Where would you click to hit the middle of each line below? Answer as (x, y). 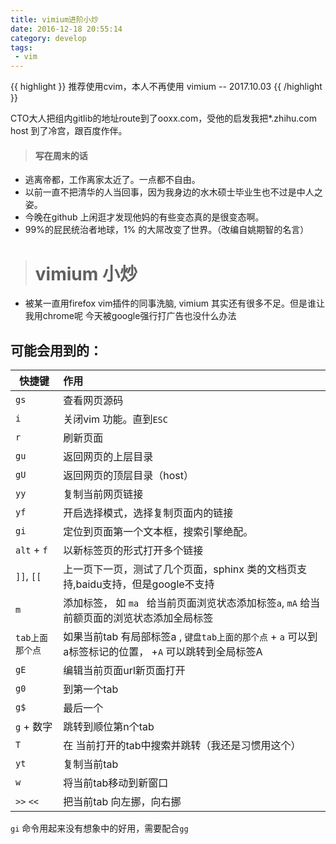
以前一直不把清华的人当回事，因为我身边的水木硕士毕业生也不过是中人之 (173, 192)
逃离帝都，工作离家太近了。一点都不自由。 (112, 180)
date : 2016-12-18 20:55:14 (66, 29)
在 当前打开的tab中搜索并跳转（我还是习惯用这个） (182, 746)
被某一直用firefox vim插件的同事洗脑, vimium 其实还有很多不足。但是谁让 (174, 303)
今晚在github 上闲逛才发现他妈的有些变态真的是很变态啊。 (144, 217)
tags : (21, 47)
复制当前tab (91, 764)
